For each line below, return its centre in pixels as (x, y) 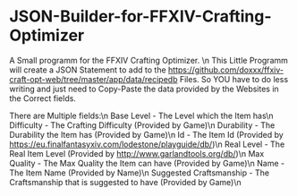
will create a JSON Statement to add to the (88, 70)
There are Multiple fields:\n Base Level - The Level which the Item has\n (142, 115)
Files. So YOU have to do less (234, 79)
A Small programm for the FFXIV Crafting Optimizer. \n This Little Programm (149, 60)
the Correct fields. (42, 98)
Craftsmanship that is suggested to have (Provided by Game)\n (125, 182)
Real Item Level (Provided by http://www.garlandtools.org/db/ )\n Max (137, 153)
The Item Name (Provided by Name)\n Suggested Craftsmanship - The (140, 173)
